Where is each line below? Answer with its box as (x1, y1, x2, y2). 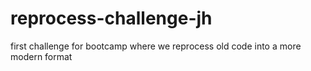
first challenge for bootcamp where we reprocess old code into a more (10, 40, 302, 52)
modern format (10, 50, 73, 62)
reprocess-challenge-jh (10, 7, 213, 30)
